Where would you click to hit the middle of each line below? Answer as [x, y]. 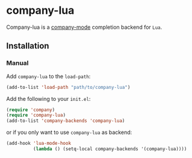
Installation [28, 46]
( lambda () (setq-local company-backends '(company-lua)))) [110, 149]
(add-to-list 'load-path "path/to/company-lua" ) [68, 87]
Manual [17, 63]
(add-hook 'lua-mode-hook [39, 144]
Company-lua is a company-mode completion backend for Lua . [84, 27]
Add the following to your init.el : [48, 99]
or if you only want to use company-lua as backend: [69, 132]
